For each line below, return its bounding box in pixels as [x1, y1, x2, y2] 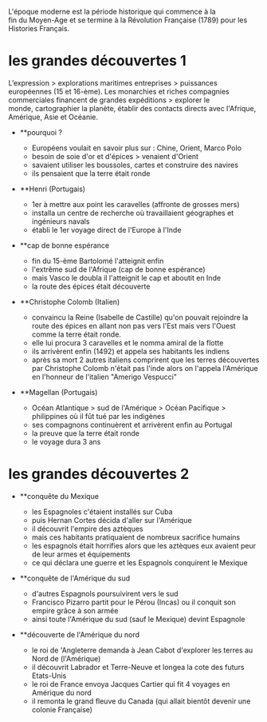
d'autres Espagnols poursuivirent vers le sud [31, 588, 179, 598]
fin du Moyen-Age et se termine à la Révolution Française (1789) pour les [8, 15, 248, 25]
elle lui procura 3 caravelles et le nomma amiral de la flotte [31, 337, 224, 347]
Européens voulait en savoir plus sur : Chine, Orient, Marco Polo [31, 143, 241, 153]
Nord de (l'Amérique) [31, 653, 101, 663]
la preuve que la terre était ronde [31, 428, 139, 438]
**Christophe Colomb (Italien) [19, 297, 120, 306]
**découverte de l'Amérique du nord [19, 629, 140, 639]
